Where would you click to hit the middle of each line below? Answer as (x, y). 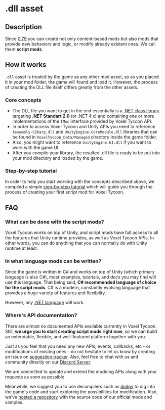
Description (23, 27)
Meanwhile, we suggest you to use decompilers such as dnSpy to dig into (80, 386)
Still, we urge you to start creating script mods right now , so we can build (81, 331)
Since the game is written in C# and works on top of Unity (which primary (80, 272)
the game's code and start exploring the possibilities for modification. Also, (82, 392)
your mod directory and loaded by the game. (58, 158)
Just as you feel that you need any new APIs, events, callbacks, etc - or (78, 346)
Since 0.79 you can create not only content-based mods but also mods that (82, 39)
